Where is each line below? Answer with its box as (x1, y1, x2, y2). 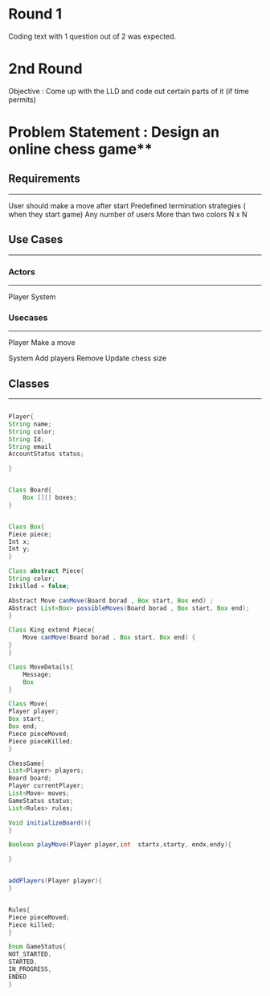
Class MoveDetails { (8, 663, 74, 671)
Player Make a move (8, 338, 76, 348)
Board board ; (8, 774, 52, 783)
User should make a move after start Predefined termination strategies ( (8, 200, 247, 210)
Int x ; (8, 537, 31, 545)
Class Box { (8, 522, 45, 531)
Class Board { (8, 486, 52, 495)
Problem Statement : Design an (8, 123, 219, 142)
